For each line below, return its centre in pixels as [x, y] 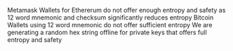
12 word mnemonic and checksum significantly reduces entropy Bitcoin [111, 17]
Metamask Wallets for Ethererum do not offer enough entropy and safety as [116, 10]
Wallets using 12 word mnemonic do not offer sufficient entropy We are [110, 25]
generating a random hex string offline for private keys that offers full [107, 32]
